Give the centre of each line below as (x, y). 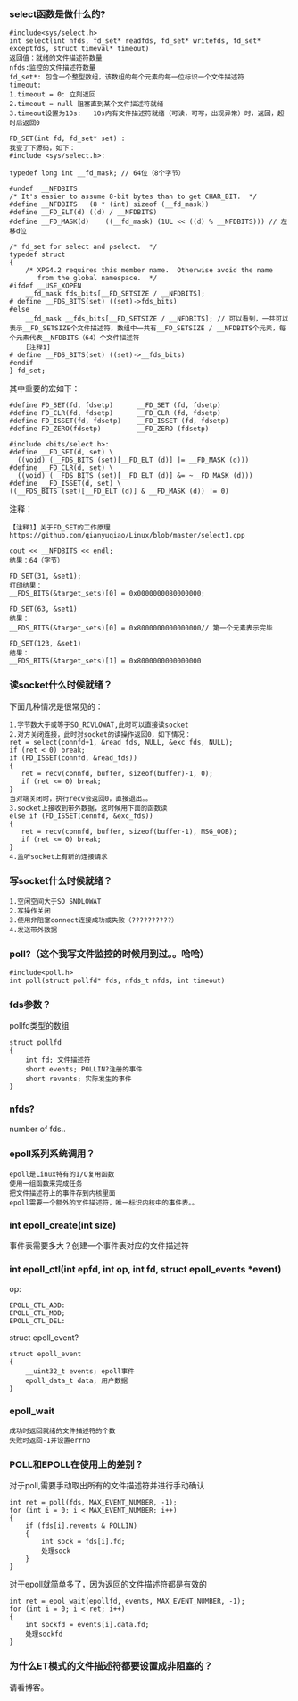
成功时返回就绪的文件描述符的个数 (62, 1430)
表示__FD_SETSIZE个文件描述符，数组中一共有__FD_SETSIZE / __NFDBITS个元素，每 (148, 329)
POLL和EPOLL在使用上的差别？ (77, 1464)
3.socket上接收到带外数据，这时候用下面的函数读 (88, 808)
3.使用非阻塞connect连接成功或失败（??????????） (94, 920)
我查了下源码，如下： (42, 148)
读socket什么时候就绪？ (61, 685)
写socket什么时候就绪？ (61, 880)
